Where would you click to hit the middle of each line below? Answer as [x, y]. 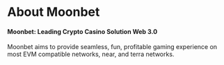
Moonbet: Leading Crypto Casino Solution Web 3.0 [82, 31]
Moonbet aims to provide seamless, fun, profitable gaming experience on [112, 47]
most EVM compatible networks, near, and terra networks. [91, 54]
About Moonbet [54, 12]
